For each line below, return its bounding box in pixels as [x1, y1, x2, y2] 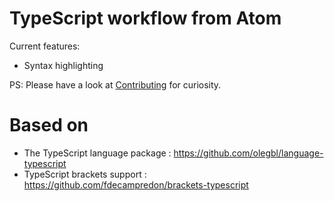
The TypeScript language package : [23, 147, 172, 159]
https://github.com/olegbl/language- [173, 147, 324, 159]
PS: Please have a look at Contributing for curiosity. [9, 78, 222, 91]
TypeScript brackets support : [23, 168, 147, 180]
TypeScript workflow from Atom [9, 7, 282, 30]
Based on [9, 114, 89, 137]
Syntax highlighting [23, 59, 104, 71]
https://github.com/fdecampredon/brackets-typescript [23, 178, 249, 191]
